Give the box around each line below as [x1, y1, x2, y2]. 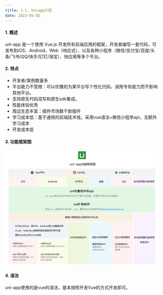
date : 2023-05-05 [5, 13, 41, 18]
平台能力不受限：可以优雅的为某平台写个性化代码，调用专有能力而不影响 [12, 83, 158, 89]
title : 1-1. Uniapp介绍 [5, 8, 52, 13]
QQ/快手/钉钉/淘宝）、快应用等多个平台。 [21, 53, 103, 59]
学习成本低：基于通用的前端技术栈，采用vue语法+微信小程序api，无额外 [12, 114, 157, 120]
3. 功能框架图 [5, 139, 32, 145]
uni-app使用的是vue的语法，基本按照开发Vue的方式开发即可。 [5, 284, 130, 290]
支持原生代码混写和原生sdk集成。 [12, 96, 80, 101]
